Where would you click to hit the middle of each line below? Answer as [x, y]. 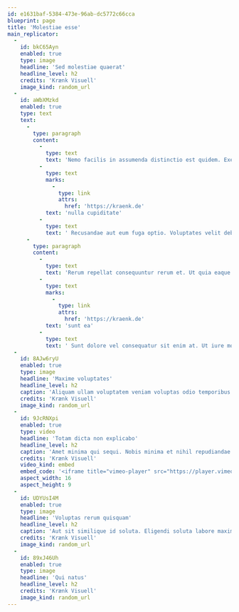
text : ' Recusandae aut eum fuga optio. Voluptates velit [133, 233]
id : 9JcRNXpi [39, 419]
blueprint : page [31, 21]
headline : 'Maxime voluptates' [67, 379]
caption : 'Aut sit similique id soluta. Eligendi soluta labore [117, 531]
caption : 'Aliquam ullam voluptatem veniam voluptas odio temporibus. [127, 392]
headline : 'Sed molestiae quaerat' [73, 67]
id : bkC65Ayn [39, 47]
